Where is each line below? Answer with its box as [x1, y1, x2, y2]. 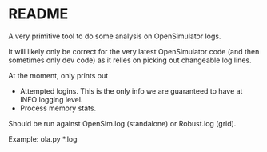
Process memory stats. [19, 103, 97, 113]
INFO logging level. [19, 94, 83, 104]
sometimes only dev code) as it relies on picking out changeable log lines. [8, 55, 252, 65]
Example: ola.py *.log [8, 134, 78, 144]
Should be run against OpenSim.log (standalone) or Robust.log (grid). [8, 118, 237, 128]
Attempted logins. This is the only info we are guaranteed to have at [19, 86, 243, 96]
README [8, 5, 69, 23]
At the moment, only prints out [8, 70, 109, 80]
